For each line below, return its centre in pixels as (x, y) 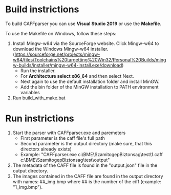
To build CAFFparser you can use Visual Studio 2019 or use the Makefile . (83, 24)
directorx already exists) (46, 149)
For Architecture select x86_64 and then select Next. (77, 76)
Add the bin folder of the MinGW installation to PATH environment (89, 87)
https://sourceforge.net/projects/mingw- (57, 54)
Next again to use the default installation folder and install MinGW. (90, 81)
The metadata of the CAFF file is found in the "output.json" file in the (85, 165)
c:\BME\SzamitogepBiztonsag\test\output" (65, 160)
